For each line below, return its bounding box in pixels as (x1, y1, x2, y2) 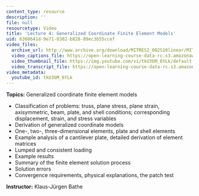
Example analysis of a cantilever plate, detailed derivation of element (14, 134, 183, 141)
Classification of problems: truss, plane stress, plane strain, (14, 102, 160, 110)
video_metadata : (6, 69, 46, 75)
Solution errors (14, 165, 52, 172)
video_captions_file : (11, 53, 65, 59)
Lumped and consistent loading (14, 146, 92, 154)
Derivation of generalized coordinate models (14, 121, 124, 128)
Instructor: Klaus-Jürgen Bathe (6, 183, 83, 190)
